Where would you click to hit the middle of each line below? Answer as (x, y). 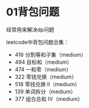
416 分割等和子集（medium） (50, 54)
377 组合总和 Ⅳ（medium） (49, 99)
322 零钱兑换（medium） (46, 77)
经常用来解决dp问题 (30, 30)
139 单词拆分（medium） (45, 91)
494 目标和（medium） (43, 62)
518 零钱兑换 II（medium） (47, 84)
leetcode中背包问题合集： (38, 42)
